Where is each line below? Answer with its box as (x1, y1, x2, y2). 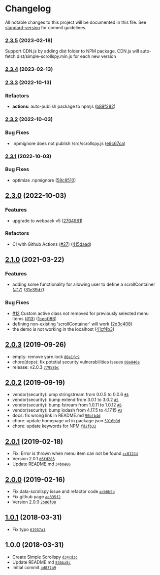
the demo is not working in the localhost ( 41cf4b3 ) (12, 326, 115, 332)
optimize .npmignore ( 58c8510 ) (12, 177, 76, 183)
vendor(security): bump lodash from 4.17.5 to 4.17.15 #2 (12, 407, 123, 413)
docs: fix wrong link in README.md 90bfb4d (12, 412, 101, 418)
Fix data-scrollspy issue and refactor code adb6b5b (12, 488, 115, 494)
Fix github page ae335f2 (12, 494, 61, 500)
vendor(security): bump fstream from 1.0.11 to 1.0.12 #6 (12, 402, 122, 408)
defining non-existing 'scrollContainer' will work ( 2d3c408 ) (12, 321, 133, 327)
